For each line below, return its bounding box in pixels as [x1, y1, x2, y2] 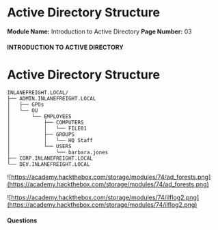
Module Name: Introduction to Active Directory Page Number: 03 [7, 27, 193, 35]
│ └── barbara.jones [7, 149, 109, 156]
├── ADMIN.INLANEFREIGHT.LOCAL [7, 96, 96, 102]
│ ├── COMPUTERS [7, 119, 84, 126]
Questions [7, 216, 38, 225]
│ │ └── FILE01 [7, 125, 87, 132]
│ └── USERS [7, 143, 72, 150]
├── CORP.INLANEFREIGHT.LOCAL [7, 155, 94, 162]
